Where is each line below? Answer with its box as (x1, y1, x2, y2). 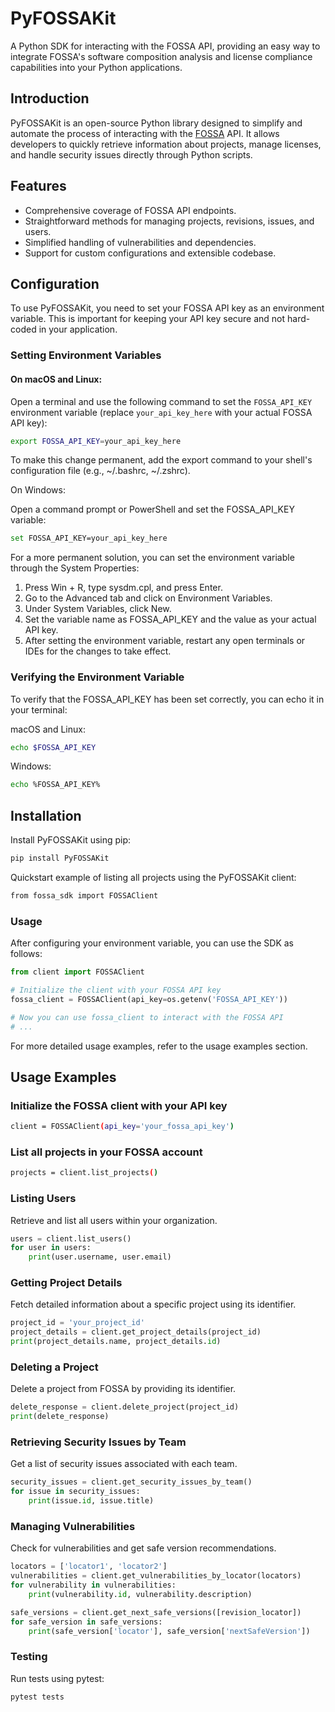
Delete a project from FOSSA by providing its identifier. (10, 1383, 237, 1395)
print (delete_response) (10, 1412, 110, 1422)
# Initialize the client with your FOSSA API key (10, 985, 222, 996)
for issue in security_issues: (10, 1487, 141, 1497)
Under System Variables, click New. (24, 603, 172, 615)
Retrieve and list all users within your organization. (10, 1214, 218, 1226)
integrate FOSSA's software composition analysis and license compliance (10, 50, 313, 62)
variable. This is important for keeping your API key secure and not (10, 313, 286, 325)
